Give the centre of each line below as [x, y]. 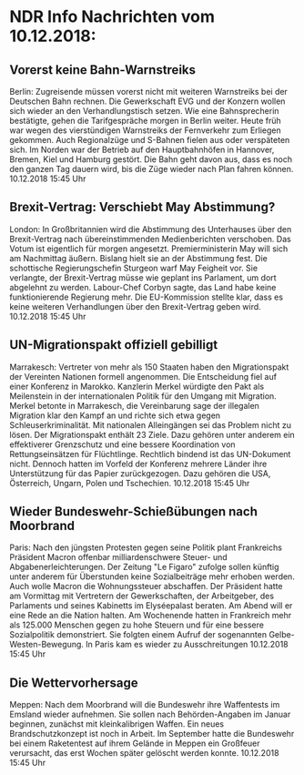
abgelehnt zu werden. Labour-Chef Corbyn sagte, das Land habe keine [143, 287]
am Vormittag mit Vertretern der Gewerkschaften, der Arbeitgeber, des [142, 596]
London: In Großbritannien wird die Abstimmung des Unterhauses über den [151, 229]
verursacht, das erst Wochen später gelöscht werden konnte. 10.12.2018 [144, 753]
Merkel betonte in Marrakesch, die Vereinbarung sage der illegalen [134, 405]
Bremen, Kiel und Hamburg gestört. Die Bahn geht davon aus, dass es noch [151, 159]
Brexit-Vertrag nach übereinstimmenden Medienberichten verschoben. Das [150, 239]
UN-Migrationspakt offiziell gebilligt [114, 345]
